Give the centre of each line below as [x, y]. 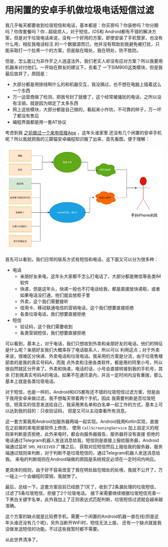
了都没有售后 [25, 116]
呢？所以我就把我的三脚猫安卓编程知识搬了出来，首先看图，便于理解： [77, 139]
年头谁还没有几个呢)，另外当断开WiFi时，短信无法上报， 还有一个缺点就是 [81, 523]
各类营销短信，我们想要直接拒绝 [53, 333]
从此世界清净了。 [23, 540]
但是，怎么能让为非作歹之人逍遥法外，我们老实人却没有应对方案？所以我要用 [84, 61]
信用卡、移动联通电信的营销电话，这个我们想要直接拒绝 [77, 308]
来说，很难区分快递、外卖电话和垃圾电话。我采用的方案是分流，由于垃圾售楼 [84, 356]
